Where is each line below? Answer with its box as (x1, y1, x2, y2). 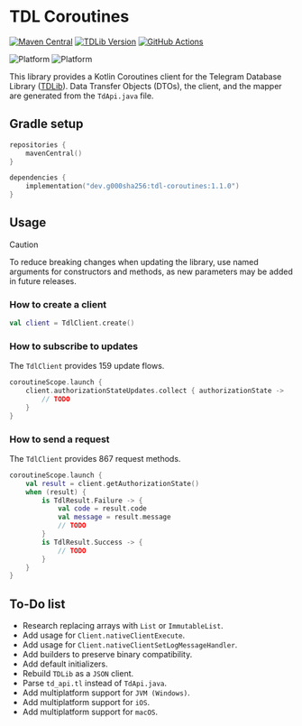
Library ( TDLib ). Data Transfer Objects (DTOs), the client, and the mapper (9, 80, 282, 91)
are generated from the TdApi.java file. (9, 90, 154, 101)
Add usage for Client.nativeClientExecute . (22, 630, 186, 641)
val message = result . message (57, 512, 171, 522)
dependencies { (9, 173, 67, 182)
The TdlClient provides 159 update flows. (9, 361, 165, 372)
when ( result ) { (25, 487, 87, 497)
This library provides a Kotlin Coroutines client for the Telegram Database (9, 70, 282, 82)
